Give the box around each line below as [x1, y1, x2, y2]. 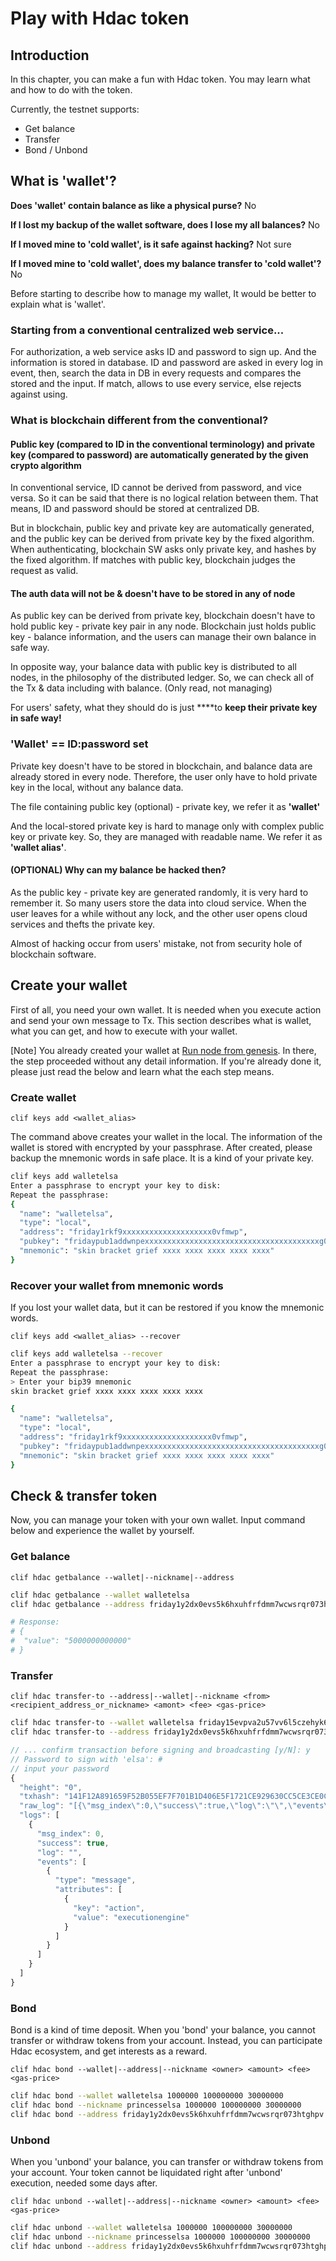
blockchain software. [10, 948, 97, 960]
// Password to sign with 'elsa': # [10, 1754, 163, 1764]
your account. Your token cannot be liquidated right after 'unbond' [10, 2166, 283, 2178]
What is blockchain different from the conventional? [10, 413, 269, 427]
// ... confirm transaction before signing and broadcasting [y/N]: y [10, 1745, 311, 1755]
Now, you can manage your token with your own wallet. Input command [10, 1514, 306, 1526]
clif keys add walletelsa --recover [10, 1349, 163, 1359]
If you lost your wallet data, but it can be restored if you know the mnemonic [10, 1302, 325, 1314]
